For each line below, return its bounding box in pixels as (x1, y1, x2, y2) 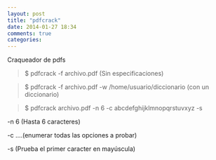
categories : (7, 36, 42, 44)
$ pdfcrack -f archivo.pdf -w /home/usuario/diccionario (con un (24, 83, 209, 91)
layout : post (7, 10, 46, 18)
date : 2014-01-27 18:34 (7, 23, 77, 30)
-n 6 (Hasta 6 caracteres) (7, 117, 81, 126)
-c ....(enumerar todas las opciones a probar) (7, 131, 137, 140)
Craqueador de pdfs (7, 55, 66, 64)
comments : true (7, 29, 52, 37)
